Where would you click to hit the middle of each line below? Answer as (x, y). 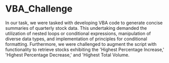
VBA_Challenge (39, 9)
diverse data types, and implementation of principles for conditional (76, 39)
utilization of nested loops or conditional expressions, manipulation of (78, 33)
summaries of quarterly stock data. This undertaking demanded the (76, 28)
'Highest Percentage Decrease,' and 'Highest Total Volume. (67, 55)
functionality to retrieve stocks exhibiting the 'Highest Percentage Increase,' (85, 49)
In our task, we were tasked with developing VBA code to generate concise (84, 23)
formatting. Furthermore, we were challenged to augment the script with (81, 44)
